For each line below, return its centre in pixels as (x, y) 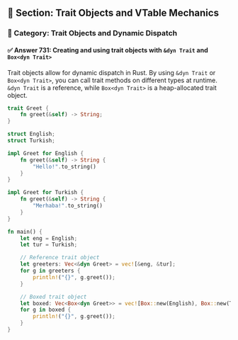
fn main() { (25, 232)
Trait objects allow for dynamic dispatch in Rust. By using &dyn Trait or (112, 72)
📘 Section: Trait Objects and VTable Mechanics (113, 13)
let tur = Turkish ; (49, 245)
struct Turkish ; (31, 141)
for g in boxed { (46, 310)
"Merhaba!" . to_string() (68, 206)
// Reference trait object (60, 258)
